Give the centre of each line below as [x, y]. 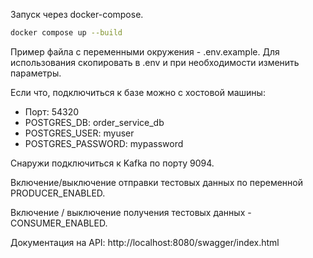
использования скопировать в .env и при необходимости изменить [155, 62]
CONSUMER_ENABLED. [59, 223]
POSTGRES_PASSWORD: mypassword [104, 143]
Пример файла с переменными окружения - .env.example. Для [145, 51]
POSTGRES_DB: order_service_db [94, 122]
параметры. [36, 73]
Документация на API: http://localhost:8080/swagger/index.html [145, 242]
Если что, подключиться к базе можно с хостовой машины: [138, 92]
